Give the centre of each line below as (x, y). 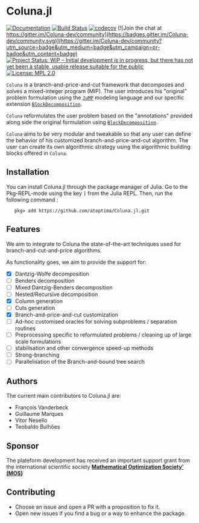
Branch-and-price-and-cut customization (67, 314)
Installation (28, 172)
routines (25, 329)
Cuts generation (35, 308)
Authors (22, 381)
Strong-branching (37, 355)
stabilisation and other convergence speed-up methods (84, 348)
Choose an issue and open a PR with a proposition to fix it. (87, 507)
